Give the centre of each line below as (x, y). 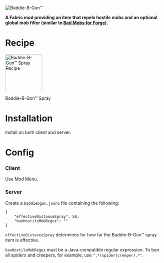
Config (19, 153)
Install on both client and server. (38, 132)
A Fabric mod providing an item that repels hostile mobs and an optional (81, 17)
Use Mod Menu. (22, 179)
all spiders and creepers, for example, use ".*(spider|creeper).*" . (74, 255)
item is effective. (22, 240)
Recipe (20, 43)
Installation (29, 118)
